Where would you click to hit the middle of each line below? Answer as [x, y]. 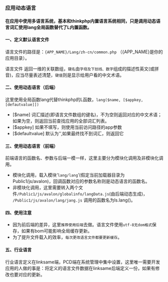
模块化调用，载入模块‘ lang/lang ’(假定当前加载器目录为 [68, 175]
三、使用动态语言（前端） [32, 146]
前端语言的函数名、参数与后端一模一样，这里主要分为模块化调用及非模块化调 [84, 158]
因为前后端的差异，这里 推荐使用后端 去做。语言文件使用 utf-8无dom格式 [82, 225]
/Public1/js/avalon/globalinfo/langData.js [63, 195]
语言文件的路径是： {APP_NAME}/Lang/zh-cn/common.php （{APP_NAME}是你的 [84, 52]
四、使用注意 [18, 213]
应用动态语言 [21, 8]
